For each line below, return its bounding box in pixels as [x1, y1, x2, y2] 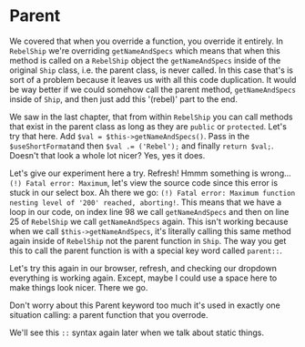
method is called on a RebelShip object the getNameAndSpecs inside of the [9, 55, 281, 66]
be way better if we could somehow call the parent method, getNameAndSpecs [9, 84, 296, 95]
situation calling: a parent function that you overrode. [9, 309, 208, 320]
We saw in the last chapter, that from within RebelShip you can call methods [9, 111, 293, 122]
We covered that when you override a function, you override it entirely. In [9, 36, 284, 46]
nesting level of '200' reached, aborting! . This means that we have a [9, 197, 282, 208]
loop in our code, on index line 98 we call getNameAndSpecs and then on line [9, 206, 290, 217]
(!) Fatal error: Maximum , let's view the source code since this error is [9, 177, 279, 188]
